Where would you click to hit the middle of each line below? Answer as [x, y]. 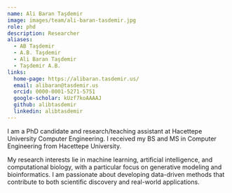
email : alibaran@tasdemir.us [56, 85]
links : [17, 72]
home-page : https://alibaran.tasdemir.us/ [76, 79]
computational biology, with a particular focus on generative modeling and [115, 167]
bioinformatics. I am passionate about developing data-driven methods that [116, 174]
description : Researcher [43, 33]
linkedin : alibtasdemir [48, 111]
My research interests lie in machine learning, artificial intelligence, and [110, 159]
